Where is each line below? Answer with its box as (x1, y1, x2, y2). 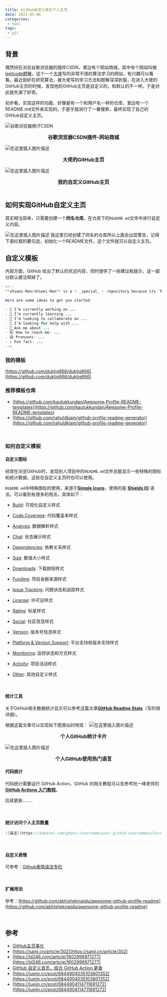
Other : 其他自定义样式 (12, 671, 57, 677)
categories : (5, 16, 30, 21)
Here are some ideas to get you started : (5, 298, 92, 303)
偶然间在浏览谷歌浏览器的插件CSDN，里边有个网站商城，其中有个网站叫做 (5, 64, 157, 70)
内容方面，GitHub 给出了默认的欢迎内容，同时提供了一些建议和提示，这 (5, 268, 152, 274)
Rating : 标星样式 (12, 607, 46, 613)
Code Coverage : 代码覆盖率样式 (12, 512, 78, 518)
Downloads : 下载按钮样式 (12, 565, 65, 571)
